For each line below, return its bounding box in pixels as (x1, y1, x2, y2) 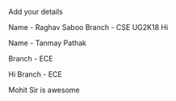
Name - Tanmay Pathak (8, 38, 87, 48)
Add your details (8, 7, 63, 16)
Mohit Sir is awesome (8, 85, 80, 95)
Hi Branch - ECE (8, 69, 62, 79)
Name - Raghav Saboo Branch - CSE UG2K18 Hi (8, 23, 169, 32)
